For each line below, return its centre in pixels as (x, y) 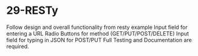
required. (18, 46)
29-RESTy (32, 11)
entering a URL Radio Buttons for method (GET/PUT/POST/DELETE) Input (98, 33)
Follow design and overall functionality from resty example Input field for (97, 27)
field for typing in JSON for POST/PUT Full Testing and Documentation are (99, 40)
